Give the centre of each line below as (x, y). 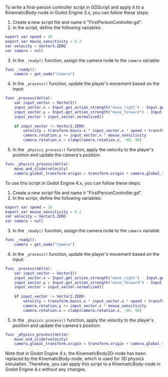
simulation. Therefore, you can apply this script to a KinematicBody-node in (83, 364)
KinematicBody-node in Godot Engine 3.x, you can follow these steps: (77, 13)
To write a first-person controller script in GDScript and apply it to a (74, 7)
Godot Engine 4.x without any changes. (46, 369)
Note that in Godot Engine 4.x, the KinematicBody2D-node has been (75, 353)
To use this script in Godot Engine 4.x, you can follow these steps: (73, 183)
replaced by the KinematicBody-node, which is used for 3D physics (74, 359)
